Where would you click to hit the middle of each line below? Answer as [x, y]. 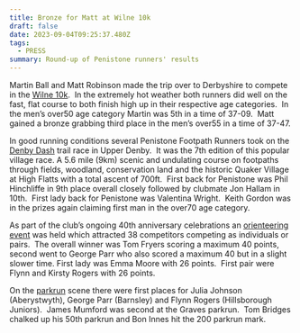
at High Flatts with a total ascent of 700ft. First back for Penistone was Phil [149, 179]
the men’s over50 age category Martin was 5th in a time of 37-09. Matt [142, 114]
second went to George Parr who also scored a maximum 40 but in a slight [148, 254]
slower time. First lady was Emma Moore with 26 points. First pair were [142, 263]
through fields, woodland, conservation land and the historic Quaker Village [150, 169]
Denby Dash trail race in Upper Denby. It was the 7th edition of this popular [150, 150]
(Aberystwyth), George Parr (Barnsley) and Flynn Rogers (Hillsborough [141, 300]
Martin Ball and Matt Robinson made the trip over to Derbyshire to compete [149, 85]
